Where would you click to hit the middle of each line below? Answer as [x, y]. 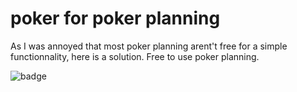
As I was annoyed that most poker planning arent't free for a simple [149, 46]
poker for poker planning [115, 18]
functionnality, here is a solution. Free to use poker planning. [135, 56]
